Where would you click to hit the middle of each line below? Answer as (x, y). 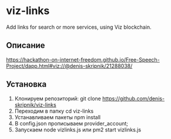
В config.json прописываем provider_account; (71, 123)
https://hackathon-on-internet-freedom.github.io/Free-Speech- (83, 59)
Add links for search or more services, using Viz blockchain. (79, 27)
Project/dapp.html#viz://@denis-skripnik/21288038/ (69, 66)
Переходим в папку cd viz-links (54, 111)
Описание (26, 45)
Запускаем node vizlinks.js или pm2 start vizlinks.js (78, 130)
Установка (26, 84)
